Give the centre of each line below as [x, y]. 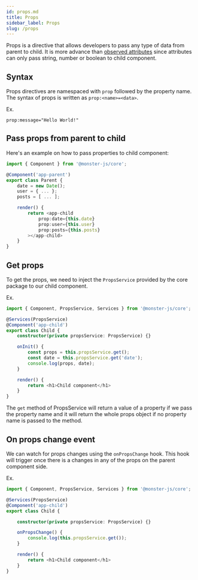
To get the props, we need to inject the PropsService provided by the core [97, 279]
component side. [27, 466]
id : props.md [22, 12]
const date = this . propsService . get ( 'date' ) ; [86, 358]
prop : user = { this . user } [66, 224]
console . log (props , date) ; [61, 363]
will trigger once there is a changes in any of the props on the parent [91, 460]
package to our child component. [47, 286]
